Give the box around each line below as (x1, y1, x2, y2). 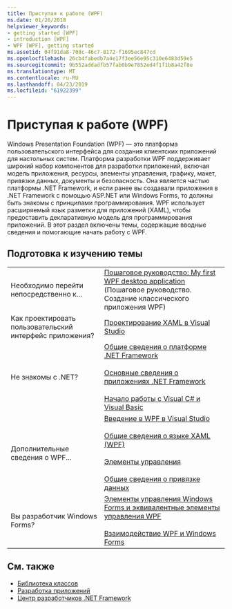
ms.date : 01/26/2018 (7, 17, 67, 24)
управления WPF (104, 511, 162, 521)
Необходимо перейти (10, 281, 84, 290)
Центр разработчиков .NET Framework (17, 594, 131, 602)
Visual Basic (104, 402, 144, 412)
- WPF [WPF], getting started (7, 42, 95, 49)
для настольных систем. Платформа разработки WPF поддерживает (7, 155, 211, 163)
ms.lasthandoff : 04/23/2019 (7, 81, 88, 88)
